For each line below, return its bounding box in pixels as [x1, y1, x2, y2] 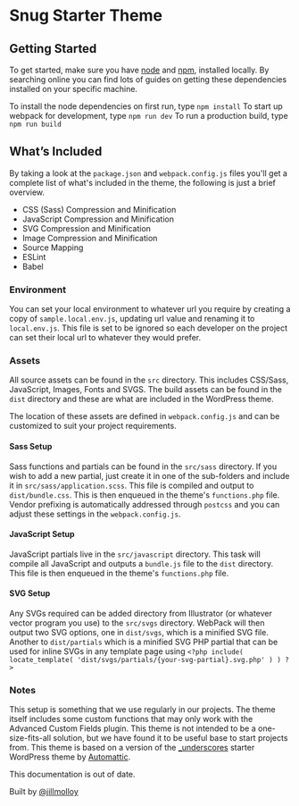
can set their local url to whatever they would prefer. [9, 332, 202, 343]
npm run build [9, 120, 62, 129]
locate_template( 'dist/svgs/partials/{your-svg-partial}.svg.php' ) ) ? [9, 656, 290, 665]
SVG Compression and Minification [21, 222, 152, 233]
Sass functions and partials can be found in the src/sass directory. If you [9, 461, 278, 472]
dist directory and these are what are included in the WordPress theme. [9, 394, 274, 405]
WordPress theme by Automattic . [9, 751, 131, 762]
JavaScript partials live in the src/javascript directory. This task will [9, 549, 261, 559]
